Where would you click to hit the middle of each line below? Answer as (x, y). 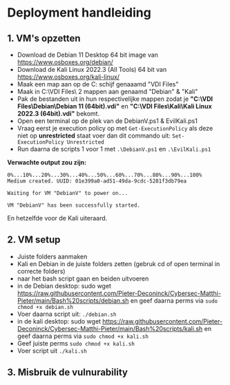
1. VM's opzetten (44, 38)
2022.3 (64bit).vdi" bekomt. (58, 113)
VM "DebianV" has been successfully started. (74, 205)
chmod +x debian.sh (45, 307)
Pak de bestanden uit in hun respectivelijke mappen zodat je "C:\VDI (115, 99)
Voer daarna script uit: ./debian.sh (67, 314)
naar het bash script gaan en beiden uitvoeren (83, 279)
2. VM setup (34, 240)
